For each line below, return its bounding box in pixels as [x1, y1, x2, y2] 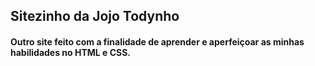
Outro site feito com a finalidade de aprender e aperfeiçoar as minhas [10, 35, 305, 48]
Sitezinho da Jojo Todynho [10, 8, 180, 25]
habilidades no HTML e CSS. [10, 46, 132, 58]
